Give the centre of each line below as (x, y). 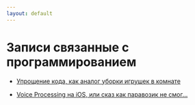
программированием (71, 62)
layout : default (29, 13)
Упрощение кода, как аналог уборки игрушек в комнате (98, 81)
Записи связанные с (68, 47)
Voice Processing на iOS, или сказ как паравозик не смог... (102, 94)
